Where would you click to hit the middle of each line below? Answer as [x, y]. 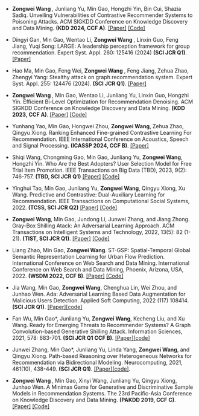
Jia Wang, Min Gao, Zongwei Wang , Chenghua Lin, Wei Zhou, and [94, 288]
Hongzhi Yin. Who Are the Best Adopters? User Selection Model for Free [102, 164]
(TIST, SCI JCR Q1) [46, 239]
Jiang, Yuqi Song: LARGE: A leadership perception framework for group [101, 46]
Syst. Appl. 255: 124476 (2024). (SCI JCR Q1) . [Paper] [79, 83]
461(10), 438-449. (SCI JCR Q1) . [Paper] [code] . [71, 369]
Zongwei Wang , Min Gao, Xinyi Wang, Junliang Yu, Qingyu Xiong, [94, 381]
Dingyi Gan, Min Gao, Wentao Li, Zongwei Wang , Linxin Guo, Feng [95, 40]
